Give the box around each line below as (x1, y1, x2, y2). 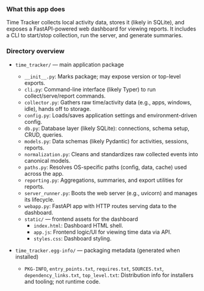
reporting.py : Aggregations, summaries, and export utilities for (24, 176, 183, 184)
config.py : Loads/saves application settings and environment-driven (24, 112, 197, 119)
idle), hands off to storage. (24, 105, 92, 112)
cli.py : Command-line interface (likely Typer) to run (24, 85, 156, 93)
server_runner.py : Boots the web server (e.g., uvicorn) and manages (24, 189, 198, 196)
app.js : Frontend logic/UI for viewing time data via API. (33, 228, 172, 235)
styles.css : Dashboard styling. (33, 234, 112, 242)
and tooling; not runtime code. (24, 278, 101, 285)
